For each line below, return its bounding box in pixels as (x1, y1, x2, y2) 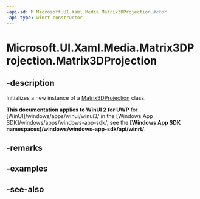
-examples (6, 164, 48, 174)
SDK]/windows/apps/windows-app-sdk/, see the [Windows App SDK (6, 119, 181, 126)
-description (6, 78, 55, 88)
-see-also (6, 184, 44, 195)
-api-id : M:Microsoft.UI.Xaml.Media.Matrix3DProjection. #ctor (6, 9, 167, 15)
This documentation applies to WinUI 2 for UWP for (6, 106, 138, 113)
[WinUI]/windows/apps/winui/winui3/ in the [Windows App (6, 112, 153, 119)
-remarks (6, 142, 43, 153)
